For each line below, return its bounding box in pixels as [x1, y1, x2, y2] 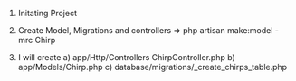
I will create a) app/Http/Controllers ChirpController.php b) [17, 52, 235, 62]
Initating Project [17, 8, 77, 18]
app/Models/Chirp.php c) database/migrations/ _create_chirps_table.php [17, 62, 288, 72]
